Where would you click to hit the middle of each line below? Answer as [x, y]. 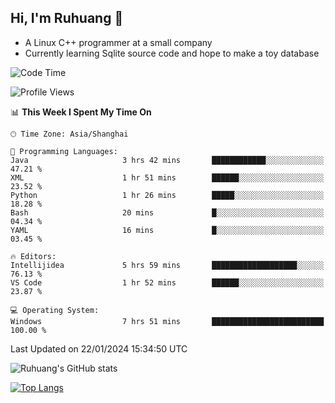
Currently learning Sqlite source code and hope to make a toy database [172, 53]
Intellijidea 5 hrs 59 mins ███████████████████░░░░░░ [167, 265]
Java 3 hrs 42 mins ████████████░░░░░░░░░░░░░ [167, 160]
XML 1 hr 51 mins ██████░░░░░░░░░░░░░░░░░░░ [167, 177]
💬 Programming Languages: [64, 151]
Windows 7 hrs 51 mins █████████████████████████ [167, 321]
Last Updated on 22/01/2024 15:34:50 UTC [99, 348]
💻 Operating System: [55, 310]
